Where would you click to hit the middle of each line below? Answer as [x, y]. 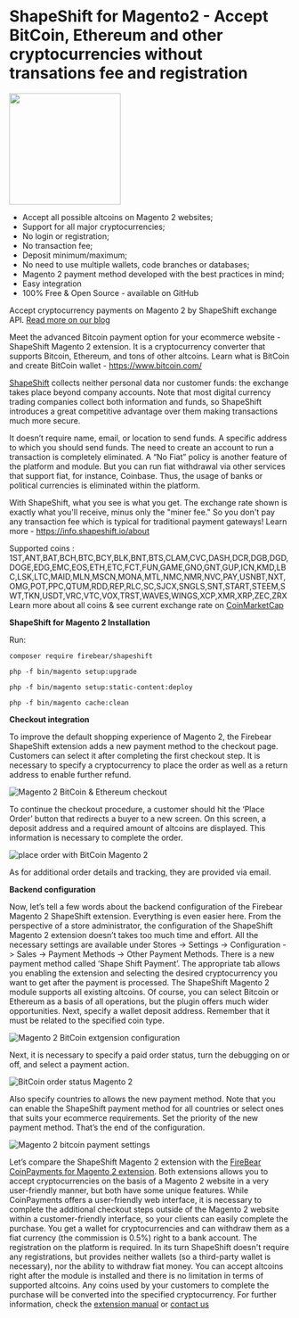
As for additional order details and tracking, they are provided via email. [140, 872]
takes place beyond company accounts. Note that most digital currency [140, 392]
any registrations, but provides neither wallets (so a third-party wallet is [140, 1256]
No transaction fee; [57, 245]
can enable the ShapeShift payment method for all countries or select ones [147, 1108]
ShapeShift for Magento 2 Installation [80, 622]
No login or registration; [65, 236]
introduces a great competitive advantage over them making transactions [144, 411]
